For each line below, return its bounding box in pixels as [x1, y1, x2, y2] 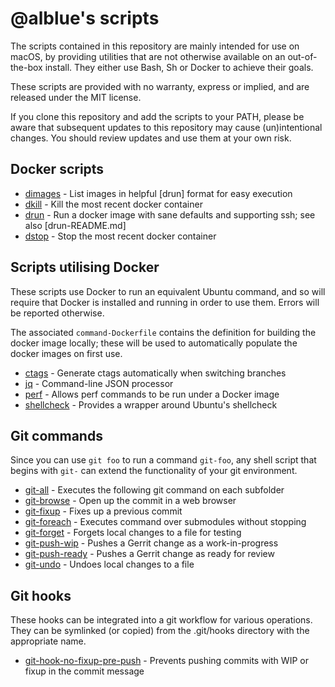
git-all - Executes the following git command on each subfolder [24, 484, 285, 496]
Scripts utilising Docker [10, 259, 160, 276]
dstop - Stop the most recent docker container [24, 230, 217, 242]
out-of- [287, 50, 318, 62]
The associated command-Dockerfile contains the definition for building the [10, 326, 317, 338]
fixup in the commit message [24, 665, 145, 677]
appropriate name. [10, 635, 87, 647]
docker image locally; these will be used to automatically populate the [10, 337, 298, 349]
